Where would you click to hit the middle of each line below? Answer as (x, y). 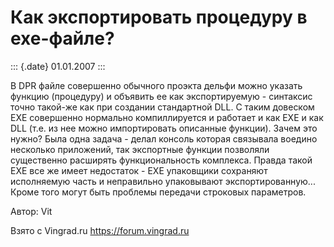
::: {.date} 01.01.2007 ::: (58, 66)
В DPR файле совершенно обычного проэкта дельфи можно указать (156, 85)
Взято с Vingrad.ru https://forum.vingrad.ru (100, 230)
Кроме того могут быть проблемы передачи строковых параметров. (158, 192)
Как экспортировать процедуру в (159, 17)
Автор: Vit (31, 211)
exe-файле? (62, 38)
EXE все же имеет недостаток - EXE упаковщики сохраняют (139, 170)
